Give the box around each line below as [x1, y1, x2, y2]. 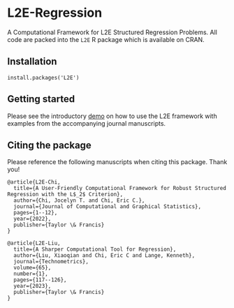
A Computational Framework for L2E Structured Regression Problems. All [7, 28, 218, 36]
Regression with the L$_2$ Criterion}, [7, 191, 124, 198]
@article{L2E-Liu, [7, 240, 61, 247]
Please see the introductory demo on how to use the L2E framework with [7, 112, 218, 120]
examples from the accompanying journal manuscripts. [7, 119, 166, 127]
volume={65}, [13, 264, 52, 272]
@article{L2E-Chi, [7, 179, 61, 186]
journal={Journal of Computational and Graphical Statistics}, [13, 203, 201, 210]
